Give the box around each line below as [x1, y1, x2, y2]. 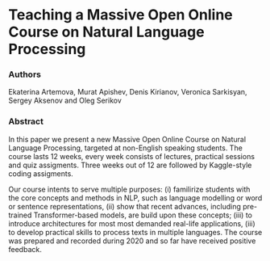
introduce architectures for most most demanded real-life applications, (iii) [8, 218, 255, 228]
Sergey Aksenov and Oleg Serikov [8, 95, 123, 106]
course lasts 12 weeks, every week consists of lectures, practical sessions [8, 151, 255, 161]
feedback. [8, 244, 42, 254]
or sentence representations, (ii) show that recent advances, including [8, 201, 242, 211]
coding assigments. [8, 168, 74, 179]
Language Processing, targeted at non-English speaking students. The [8, 143, 243, 153]
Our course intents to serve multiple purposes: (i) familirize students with [8, 184, 251, 194]
